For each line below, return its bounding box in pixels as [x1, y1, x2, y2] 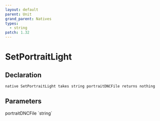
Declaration [5, 71, 42, 79]
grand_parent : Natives [5, 16, 52, 21]
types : [5, 21, 19, 26]
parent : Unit [5, 12, 32, 17]
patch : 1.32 [5, 30, 30, 35]
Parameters [5, 97, 42, 106]
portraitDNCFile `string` [5, 110, 53, 116]
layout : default [5, 7, 38, 12]
